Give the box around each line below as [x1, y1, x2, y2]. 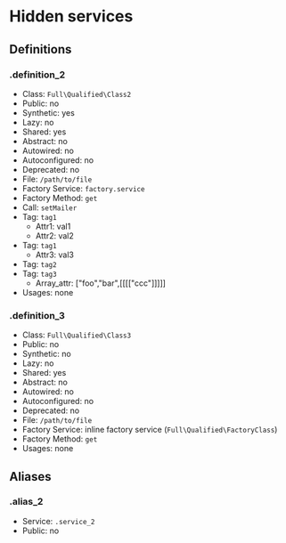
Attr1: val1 [35, 221, 71, 231]
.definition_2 [9, 69, 65, 81]
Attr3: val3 [35, 249, 74, 260]
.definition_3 [9, 309, 65, 321]
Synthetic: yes [21, 107, 76, 118]
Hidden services [9, 6, 134, 27]
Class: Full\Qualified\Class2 [21, 88, 132, 99]
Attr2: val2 [35, 230, 74, 241]
